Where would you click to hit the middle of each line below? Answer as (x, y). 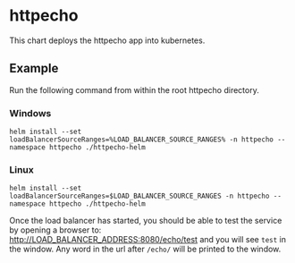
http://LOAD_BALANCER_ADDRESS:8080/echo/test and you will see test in (147, 240)
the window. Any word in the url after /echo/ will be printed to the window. (145, 249)
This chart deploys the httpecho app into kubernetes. (107, 40)
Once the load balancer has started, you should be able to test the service (146, 221)
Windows (30, 113)
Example (34, 68)
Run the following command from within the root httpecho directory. (134, 89)
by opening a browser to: (55, 230)
